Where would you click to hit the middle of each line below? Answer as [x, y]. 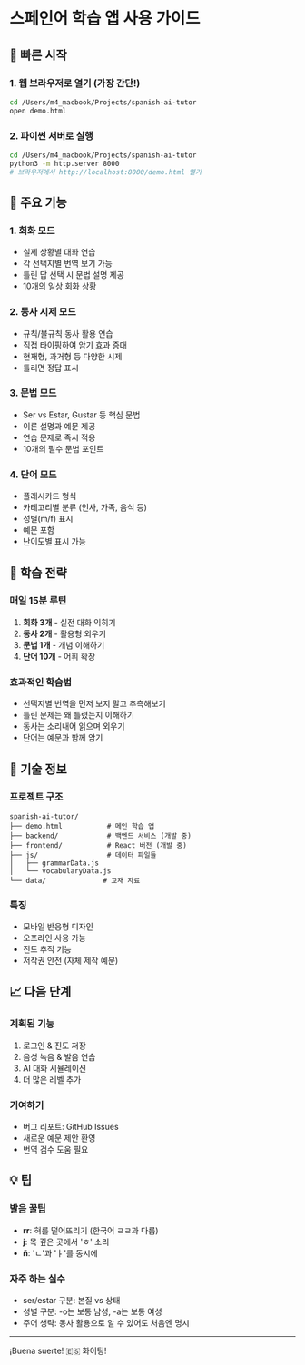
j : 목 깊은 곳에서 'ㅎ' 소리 [66, 1242]
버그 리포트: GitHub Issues [71, 1127]
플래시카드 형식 [49, 496]
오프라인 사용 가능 [54, 938]
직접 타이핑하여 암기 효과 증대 [74, 345]
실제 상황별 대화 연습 [59, 252]
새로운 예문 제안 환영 [59, 1138]
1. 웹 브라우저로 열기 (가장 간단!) [75, 83]
